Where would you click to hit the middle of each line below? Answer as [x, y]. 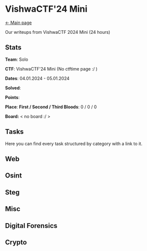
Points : [12, 97]
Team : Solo [17, 59]
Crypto [16, 242]
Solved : [13, 88]
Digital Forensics [31, 226]
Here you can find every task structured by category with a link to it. [74, 144]
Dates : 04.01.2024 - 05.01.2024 [37, 78]
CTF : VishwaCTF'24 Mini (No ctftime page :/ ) [51, 69]
